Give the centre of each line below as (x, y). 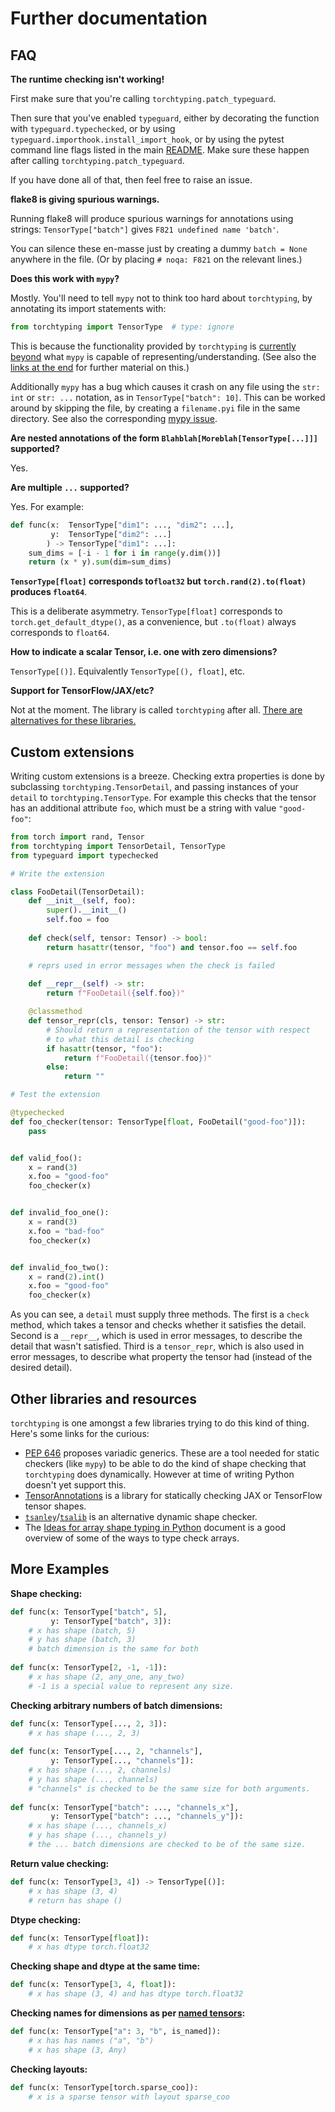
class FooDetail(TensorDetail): (77, 892)
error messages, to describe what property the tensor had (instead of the (161, 1357)
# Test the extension (55, 1095)
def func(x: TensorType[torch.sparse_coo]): (104, 2087)
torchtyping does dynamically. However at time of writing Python (159, 1474)
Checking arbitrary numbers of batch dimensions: (116, 1705)
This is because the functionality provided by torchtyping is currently (153, 346)
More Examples (60, 1569)
